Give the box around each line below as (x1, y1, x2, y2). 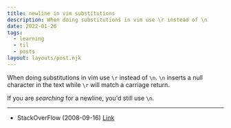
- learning (13, 36, 45, 42)
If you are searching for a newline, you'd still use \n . (7, 94, 155, 102)
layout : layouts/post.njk (7, 55, 81, 62)
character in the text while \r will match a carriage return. (7, 80, 170, 89)
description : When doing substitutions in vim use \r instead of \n (7, 16, 208, 23)
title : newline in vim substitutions (7, 10, 115, 17)
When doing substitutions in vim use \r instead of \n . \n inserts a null (7, 73, 203, 81)
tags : (7, 29, 23, 36)
